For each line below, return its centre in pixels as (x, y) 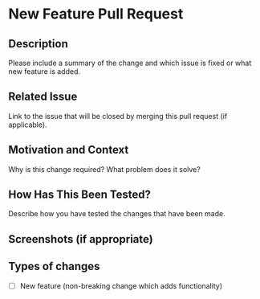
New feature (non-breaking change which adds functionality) (121, 285)
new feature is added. (44, 72)
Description (38, 44)
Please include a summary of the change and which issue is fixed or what (130, 63)
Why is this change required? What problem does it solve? (104, 169)
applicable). (28, 125)
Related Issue (43, 97)
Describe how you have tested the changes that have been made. (117, 214)
